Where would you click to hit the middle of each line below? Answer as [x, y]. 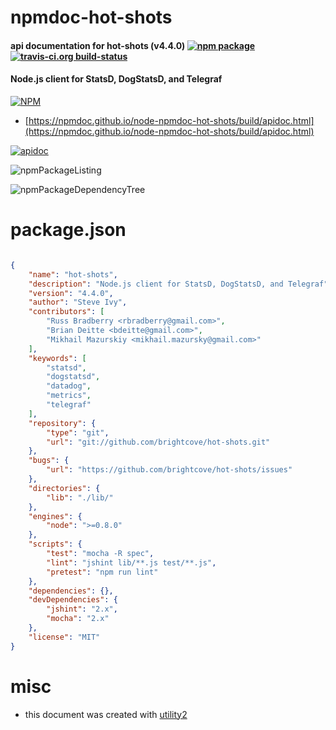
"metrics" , [69, 396]
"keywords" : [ [57, 358]
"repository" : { [62, 423]
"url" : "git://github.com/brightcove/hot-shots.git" [158, 442]
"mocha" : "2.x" [78, 619]
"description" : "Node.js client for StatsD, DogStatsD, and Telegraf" [178, 284]
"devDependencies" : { [73, 600]
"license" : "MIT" [64, 637]
